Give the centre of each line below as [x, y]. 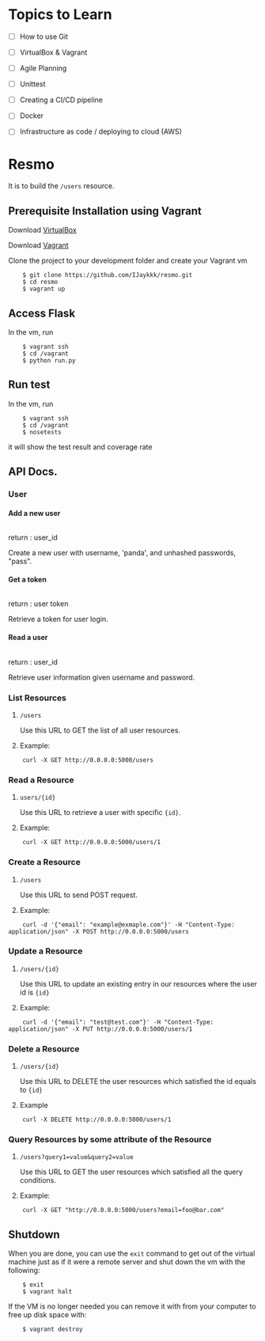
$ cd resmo [40, 282]
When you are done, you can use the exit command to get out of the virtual [132, 1254]
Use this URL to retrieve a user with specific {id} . [100, 813]
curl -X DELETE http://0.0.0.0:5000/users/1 [97, 1120]
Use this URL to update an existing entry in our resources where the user [138, 983]
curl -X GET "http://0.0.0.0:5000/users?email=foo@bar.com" [123, 1210]
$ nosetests [42, 432]
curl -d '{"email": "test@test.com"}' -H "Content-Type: [118, 1022]
